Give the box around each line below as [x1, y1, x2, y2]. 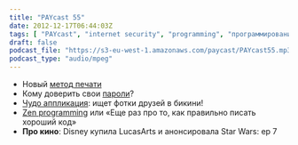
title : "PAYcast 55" [9, 12, 86, 22]
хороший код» [21, 117, 77, 127]
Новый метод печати [21, 79, 102, 89]
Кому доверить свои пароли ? [21, 88, 135, 99]
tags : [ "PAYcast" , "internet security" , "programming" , [9, 29, 224, 38]
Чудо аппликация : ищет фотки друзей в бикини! [21, 98, 204, 108]
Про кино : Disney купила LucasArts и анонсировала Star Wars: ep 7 [21, 126, 278, 136]
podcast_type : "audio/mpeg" [9, 54, 114, 63]
